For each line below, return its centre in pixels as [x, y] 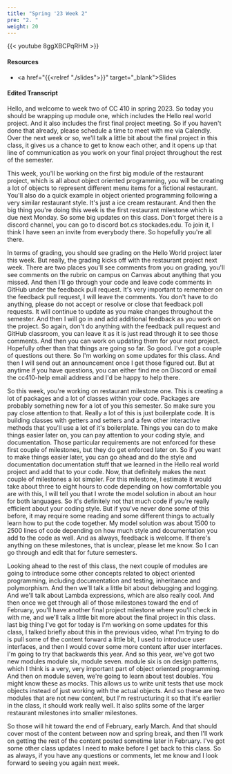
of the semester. [30, 160]
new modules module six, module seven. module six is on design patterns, [113, 661]
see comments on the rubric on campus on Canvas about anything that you [115, 274]
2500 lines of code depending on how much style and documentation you [112, 530]
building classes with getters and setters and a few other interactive [104, 420]
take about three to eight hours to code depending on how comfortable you [114, 486]
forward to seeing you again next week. [64, 763]
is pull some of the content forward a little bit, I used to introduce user [106, 639]
